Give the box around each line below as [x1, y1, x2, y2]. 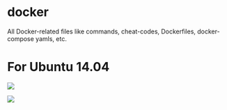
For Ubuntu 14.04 [7, 59, 110, 75]
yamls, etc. [36, 34, 68, 42]
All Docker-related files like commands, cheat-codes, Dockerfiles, [7, 27, 196, 36]
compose [7, 34, 35, 42]
